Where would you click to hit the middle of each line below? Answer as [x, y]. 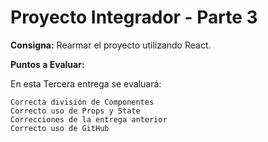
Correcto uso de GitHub [60, 128]
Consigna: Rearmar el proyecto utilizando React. [111, 45]
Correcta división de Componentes [82, 102]
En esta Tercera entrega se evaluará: [86, 83]
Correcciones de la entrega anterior [89, 119]
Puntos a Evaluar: [47, 64]
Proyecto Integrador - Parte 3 [134, 17]
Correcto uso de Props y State [75, 111]
